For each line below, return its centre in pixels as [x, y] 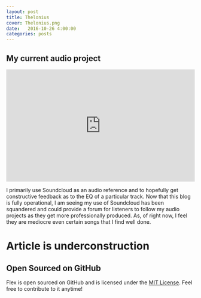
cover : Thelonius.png [33, 23]
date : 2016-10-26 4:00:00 [41, 28]
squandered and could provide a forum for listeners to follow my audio [93, 209]
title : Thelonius [28, 17]
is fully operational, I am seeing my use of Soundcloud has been [85, 203]
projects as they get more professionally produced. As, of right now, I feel [97, 215]
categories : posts [29, 34]
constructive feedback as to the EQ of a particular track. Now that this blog [98, 196]
